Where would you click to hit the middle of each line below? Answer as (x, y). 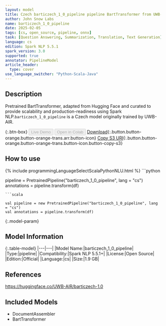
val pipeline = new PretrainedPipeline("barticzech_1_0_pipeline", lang (82, 203)
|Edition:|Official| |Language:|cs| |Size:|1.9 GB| (52, 259)
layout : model (20, 10)
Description (23, 94)
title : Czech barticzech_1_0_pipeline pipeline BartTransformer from (78, 14)
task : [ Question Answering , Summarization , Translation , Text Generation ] (84, 38)
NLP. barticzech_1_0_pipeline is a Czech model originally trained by (74, 116)
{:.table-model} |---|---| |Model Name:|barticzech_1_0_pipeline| (69, 248)
